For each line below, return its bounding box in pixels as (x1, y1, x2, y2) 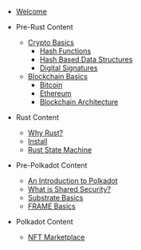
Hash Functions (39, 46, 92, 55)
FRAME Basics (27, 201, 76, 211)
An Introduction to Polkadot (27, 176, 118, 185)
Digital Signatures (39, 63, 98, 73)
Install (27, 137, 48, 146)
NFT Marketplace (27, 232, 85, 242)
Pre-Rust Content (15, 22, 73, 31)
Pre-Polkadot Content (15, 161, 88, 170)
